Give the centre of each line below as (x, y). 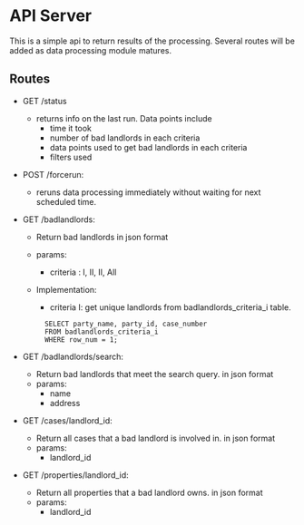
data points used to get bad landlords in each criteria (148, 147)
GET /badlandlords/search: (73, 356)
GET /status (44, 101)
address (65, 403)
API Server (51, 16)
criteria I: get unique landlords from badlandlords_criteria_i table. (171, 307)
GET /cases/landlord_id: (68, 420)
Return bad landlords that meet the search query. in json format (155, 374)
